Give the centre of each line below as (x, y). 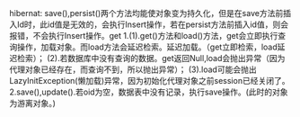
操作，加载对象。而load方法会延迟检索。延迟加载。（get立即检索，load (147, 47)
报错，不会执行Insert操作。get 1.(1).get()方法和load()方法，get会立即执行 (144, 36)
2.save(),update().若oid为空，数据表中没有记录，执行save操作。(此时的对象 (149, 92)
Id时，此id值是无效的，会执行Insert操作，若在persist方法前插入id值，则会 (153, 24)
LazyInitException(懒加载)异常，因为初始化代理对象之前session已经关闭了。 (150, 81)
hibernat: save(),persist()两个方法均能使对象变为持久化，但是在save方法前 (146, 13)
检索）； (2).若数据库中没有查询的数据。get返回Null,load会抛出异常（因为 (151, 58)
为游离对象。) (33, 103)
